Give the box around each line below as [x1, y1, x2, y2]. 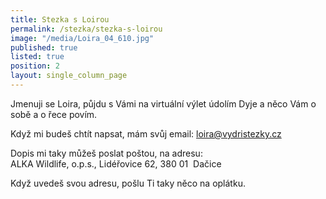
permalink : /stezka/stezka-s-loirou [10, 24, 163, 34]
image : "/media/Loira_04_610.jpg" [10, 33, 155, 43]
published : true [10, 42, 78, 53]
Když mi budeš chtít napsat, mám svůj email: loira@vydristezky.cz [10, 127, 282, 140]
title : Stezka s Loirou [10, 14, 110, 25]
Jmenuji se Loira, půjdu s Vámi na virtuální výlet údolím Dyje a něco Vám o [10, 97, 317, 110]
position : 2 [10, 61, 60, 71]
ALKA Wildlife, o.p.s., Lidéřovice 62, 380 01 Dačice [10, 157, 222, 170]
